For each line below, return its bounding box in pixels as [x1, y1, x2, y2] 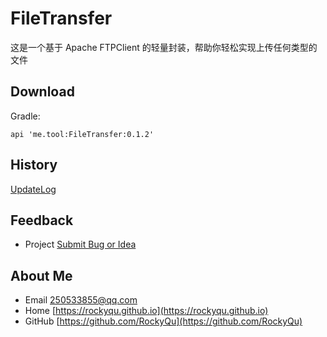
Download [10, 83, 75, 101]
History [10, 157, 58, 174]
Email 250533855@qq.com [24, 294, 138, 306]
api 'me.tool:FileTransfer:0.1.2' [10, 129, 155, 139]
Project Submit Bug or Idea [24, 238, 137, 251]
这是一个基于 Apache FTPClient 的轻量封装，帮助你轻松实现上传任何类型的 [10, 41, 318, 53]
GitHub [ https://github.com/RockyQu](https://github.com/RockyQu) [24, 315, 303, 327]
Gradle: [10, 110, 41, 122]
